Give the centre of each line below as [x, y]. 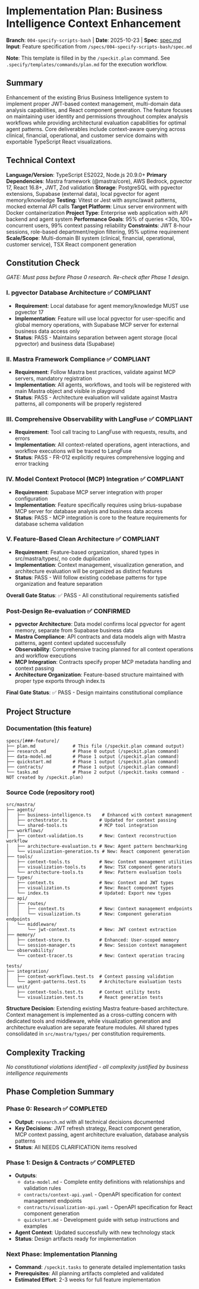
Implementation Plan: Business [84, 11]
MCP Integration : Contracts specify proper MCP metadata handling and [103, 662]
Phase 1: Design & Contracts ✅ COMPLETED [71, 1162]
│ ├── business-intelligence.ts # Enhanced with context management [99, 815]
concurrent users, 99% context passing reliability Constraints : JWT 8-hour [98, 225]
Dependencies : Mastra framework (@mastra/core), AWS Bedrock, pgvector [99, 181]
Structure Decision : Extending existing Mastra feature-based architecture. [97, 1009]
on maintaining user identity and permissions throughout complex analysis [97, 116]
